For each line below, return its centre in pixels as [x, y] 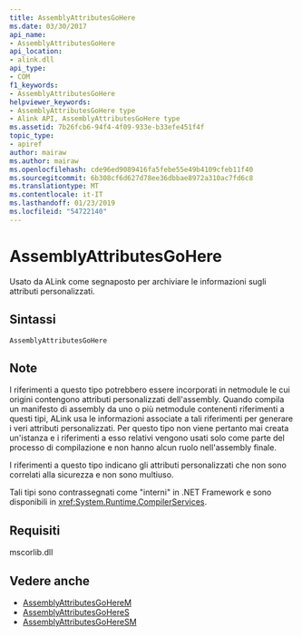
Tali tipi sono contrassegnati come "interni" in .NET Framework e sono [141, 492]
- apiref [26, 144]
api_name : [28, 34]
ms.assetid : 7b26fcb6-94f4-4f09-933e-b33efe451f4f [107, 128]
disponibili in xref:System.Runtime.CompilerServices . [108, 502]
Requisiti [35, 530]
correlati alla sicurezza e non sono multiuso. [92, 475]
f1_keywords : [34, 85]
